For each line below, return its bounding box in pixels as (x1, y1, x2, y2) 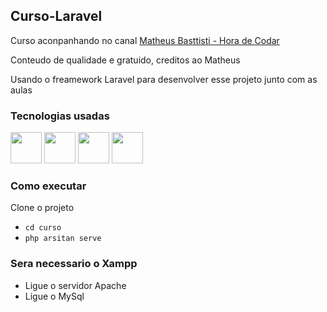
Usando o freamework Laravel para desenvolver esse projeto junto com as (10, 73, 318, 85)
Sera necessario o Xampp (10, 257, 138, 271)
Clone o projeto (10, 202, 75, 214)
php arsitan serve (24, 234, 102, 244)
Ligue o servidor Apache (24, 279, 127, 291)
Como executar (10, 179, 87, 193)
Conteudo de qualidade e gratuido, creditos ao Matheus (10, 54, 241, 66)
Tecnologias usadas (10, 109, 110, 123)
